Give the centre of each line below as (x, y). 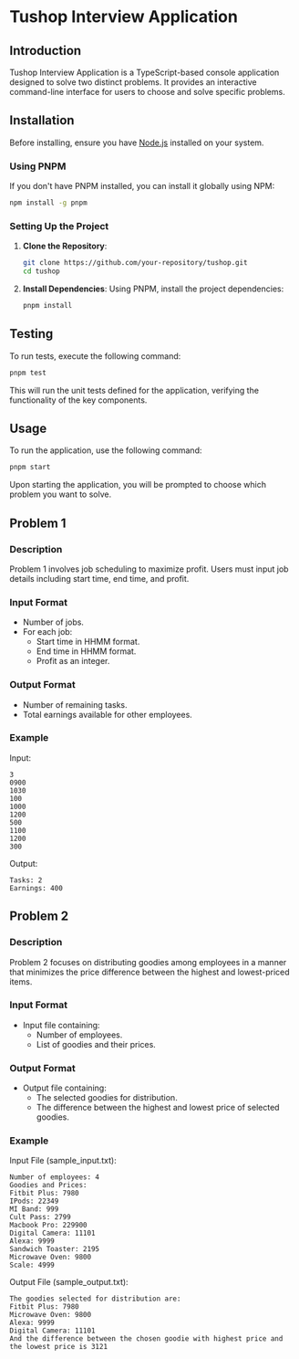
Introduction (46, 51)
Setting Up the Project (59, 226)
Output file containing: (64, 1088)
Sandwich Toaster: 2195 (55, 1249)
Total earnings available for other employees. (108, 714)
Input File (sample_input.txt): (63, 1161)
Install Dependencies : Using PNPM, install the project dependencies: (153, 289)
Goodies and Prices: (49, 1185)
